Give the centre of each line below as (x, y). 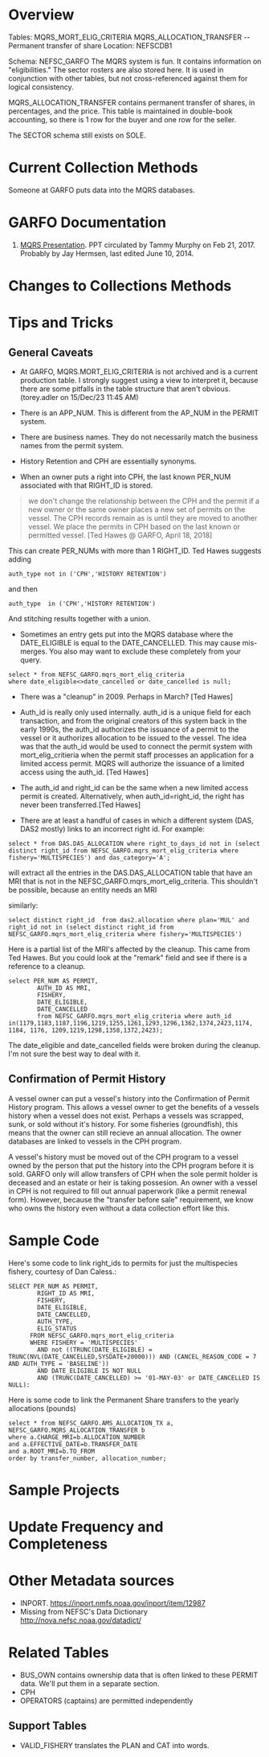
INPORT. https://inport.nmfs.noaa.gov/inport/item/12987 (113, 1603)
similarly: (23, 905)
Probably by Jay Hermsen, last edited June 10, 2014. (107, 253)
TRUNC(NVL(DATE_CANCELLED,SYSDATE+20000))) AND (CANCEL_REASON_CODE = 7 (132, 1357)
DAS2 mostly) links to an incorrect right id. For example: (112, 829)
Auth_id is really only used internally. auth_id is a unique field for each (135, 712)
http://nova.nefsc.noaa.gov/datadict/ (81, 1620)
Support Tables (47, 1726)
